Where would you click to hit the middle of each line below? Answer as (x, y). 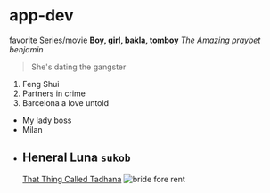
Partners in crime (54, 93)
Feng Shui (41, 84)
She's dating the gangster (78, 67)
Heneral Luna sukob (76, 158)
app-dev (41, 16)
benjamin (26, 49)
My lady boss (47, 120)
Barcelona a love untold (65, 102)
